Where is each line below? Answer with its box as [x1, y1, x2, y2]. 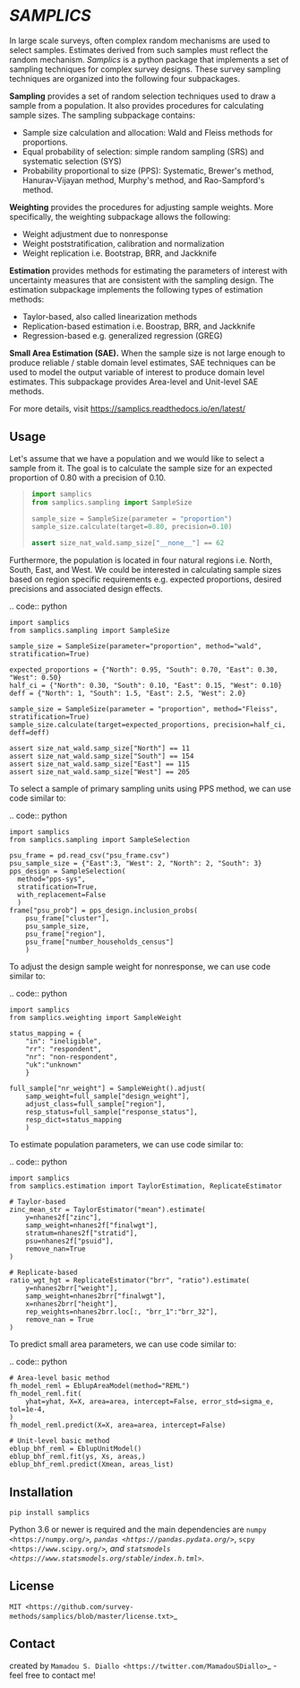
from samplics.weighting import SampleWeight [9, 1014, 182, 1023]
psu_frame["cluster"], [25, 914, 110, 923]
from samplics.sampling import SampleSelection [9, 836, 191, 845]
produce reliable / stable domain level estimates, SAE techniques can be [9, 356, 276, 368]
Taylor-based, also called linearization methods [21, 311, 198, 321]
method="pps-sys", [17, 875, 87, 884]
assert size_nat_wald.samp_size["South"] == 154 [9, 752, 194, 761]
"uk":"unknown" [25, 1060, 82, 1069]
